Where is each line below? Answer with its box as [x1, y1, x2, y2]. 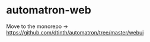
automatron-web [6, 3, 92, 17]
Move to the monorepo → [6, 23, 68, 30]
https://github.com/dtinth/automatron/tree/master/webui [6, 29, 144, 36]
